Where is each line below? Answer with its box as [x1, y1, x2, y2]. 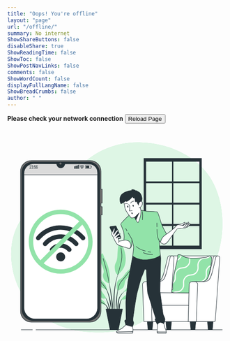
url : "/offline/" [7, 23, 58, 30]
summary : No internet [7, 29, 70, 37]
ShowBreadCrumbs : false [7, 88, 77, 95]
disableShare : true [7, 43, 64, 50]
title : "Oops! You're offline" [7, 10, 98, 17]
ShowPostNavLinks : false [7, 62, 79, 69]
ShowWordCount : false [7, 75, 70, 82]
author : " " [7, 95, 42, 102]
